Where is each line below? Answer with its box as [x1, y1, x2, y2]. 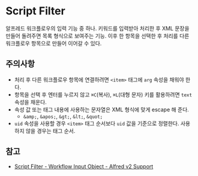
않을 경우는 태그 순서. [25, 127, 76, 134]
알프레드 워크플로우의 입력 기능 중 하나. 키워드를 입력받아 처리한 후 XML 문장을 [5, 25, 190, 32]
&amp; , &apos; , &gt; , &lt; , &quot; [23, 113, 103, 120]
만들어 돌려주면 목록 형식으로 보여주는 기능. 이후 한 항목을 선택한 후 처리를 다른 [5, 32, 190, 40]
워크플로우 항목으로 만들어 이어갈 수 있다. [5, 40, 102, 47]
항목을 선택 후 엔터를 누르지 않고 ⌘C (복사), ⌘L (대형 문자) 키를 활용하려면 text [14, 91, 193, 98]
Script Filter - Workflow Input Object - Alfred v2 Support [14, 163, 154, 170]
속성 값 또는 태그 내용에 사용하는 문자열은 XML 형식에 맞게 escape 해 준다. [14, 106, 190, 113]
